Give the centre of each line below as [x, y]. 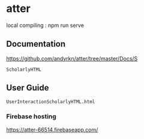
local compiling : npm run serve [45, 25]
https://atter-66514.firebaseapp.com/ [52, 129]
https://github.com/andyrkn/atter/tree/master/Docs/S [72, 58]
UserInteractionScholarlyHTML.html [51, 102]
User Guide [28, 88]
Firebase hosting [31, 117]
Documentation [36, 44]
